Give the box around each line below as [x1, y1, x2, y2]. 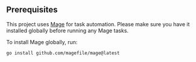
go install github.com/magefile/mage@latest [6, 50, 120, 56]
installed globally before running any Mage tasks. [6, 27, 128, 34]
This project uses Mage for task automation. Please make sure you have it [6, 20, 190, 27]
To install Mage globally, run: [6, 38, 78, 45]
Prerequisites [6, 5, 58, 15]
